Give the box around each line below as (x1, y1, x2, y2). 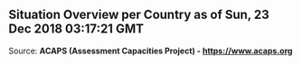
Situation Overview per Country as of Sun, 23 (8, 7, 269, 23)
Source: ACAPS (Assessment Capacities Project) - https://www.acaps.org (8, 45, 293, 56)
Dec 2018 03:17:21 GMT (8, 22, 144, 37)
